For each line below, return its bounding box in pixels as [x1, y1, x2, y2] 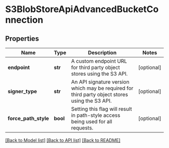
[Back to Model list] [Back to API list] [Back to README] [5, 137, 121, 143]
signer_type [8, 88, 37, 95]
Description [88, 49, 117, 56]
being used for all [71, 118, 112, 125]
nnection [5, 14, 44, 26]
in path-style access [71, 112, 121, 119]
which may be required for [71, 85, 133, 92]
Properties [5, 34, 39, 43]
